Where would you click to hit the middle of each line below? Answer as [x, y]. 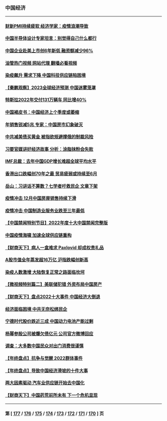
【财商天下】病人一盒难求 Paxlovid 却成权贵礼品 [54, 248]
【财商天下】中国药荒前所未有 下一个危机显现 [51, 395]
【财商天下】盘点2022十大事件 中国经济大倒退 [53, 296]
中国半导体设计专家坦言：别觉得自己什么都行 [51, 38]
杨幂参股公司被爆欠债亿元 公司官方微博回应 [49, 334]
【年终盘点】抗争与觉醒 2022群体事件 [44, 358]
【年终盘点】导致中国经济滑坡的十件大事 [46, 370]
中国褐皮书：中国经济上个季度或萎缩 [42, 112]
